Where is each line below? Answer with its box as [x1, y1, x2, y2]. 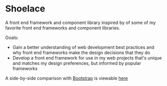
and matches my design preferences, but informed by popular [12, 60, 141, 66]
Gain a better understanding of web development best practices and [12, 44, 154, 50]
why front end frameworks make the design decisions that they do [12, 49, 150, 55]
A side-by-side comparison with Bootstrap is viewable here [5, 75, 128, 81]
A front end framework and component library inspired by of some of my [5, 19, 156, 25]
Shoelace [5, 3, 45, 14]
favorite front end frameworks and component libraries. [5, 24, 121, 30]
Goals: [5, 34, 19, 40]
